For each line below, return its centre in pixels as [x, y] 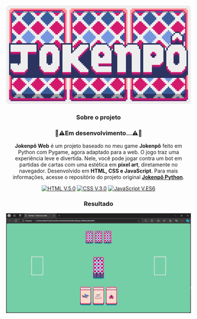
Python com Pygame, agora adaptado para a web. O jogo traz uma [98, 152]
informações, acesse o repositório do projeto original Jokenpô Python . [98, 177]
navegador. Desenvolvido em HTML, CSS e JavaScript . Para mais [98, 171]
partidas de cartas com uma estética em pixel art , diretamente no [98, 164]
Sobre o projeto [98, 117]
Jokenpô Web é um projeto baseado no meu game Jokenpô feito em [98, 145]
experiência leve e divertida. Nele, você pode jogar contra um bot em [98, 158]
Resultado [98, 204]
